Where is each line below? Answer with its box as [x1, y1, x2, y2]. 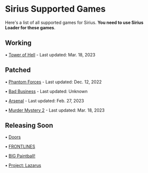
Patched [5, 66, 31, 74]
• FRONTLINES [5, 144, 35, 150]
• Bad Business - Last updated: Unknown [5, 88, 88, 94]
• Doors [5, 134, 21, 140]
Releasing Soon [5, 121, 53, 130]
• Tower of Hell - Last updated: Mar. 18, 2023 [5, 52, 96, 58]
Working [5, 39, 32, 47]
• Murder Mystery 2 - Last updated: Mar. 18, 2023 [5, 107, 105, 113]
